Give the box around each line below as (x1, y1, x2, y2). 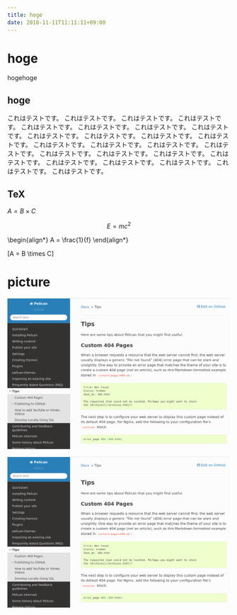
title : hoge (7, 11, 42, 18)
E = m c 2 (106, 220, 132, 230)
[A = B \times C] (7, 249, 54, 258)
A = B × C (7, 207, 36, 215)
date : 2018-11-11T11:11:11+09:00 (7, 18, 106, 26)
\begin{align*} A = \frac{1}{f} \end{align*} (7, 235, 129, 244)
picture (7, 273, 51, 290)
